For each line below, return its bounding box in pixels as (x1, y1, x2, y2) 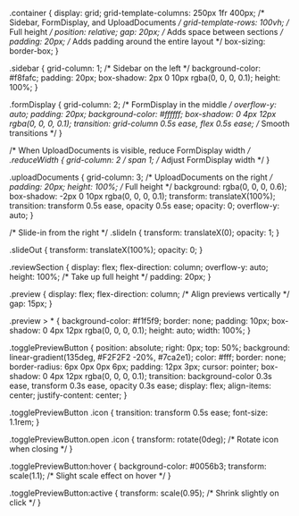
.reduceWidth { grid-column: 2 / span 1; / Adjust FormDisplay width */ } (9, 155, 270, 165)
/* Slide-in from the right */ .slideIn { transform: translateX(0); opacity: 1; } (9, 227, 280, 238)
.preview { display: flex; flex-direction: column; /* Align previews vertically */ (9, 289, 290, 299)
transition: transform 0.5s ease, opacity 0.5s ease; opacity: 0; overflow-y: (9, 200, 279, 211)
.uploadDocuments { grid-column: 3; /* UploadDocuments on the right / (9, 172, 273, 182)
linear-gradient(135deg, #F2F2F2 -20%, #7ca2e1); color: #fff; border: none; (9, 352, 287, 362)
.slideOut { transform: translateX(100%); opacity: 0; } (9, 245, 203, 255)
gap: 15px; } (9, 299, 54, 309)
